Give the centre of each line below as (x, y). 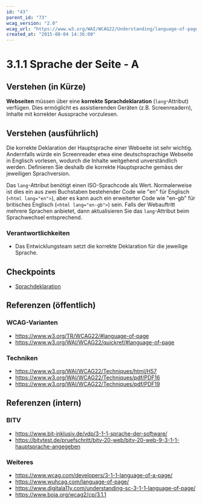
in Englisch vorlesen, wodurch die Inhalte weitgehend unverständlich (92, 161)
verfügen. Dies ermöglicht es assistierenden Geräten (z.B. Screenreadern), (99, 108)
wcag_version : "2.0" (32, 23)
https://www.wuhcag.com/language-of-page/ (72, 482)
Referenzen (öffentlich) (51, 306)
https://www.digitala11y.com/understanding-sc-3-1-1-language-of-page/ (105, 488)
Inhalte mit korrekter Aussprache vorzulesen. (62, 114)
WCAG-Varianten (32, 323)
